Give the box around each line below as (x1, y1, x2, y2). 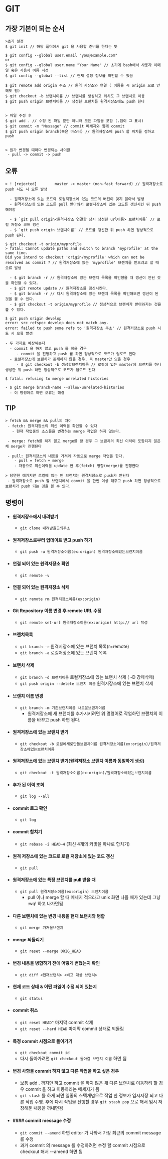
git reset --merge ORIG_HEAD (20, 949, 81, 954)
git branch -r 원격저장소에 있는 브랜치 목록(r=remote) (20, 643, 129, 650)
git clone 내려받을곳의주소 (20, 526, 70, 531)
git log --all (20, 794, 50, 799)
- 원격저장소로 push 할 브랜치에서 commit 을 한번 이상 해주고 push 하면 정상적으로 (7, 478, 161, 483)
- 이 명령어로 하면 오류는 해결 (10, 390, 65, 395)
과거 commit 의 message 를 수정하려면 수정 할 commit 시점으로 (20, 1142, 145, 1148)
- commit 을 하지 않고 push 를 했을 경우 (10, 346, 87, 351)
